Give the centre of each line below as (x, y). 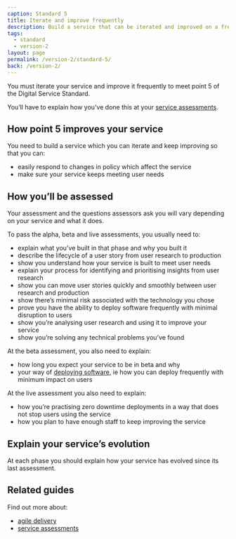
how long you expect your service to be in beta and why (99, 365)
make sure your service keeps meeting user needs (91, 174)
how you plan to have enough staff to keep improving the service (111, 422)
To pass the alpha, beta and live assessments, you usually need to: (104, 234)
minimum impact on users (55, 380)
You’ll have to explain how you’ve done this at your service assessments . (113, 107)
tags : (15, 33)
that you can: (26, 153)
